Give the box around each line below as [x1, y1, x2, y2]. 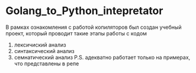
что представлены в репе [14, 60, 79, 67]
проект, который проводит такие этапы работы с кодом [5, 29, 147, 36]
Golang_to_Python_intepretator [5, 4, 163, 18]
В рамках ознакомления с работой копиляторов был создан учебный [5, 24, 182, 31]
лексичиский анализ [14, 41, 66, 48]
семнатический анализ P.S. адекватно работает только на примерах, [14, 54, 191, 61]
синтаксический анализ [14, 47, 75, 54]
